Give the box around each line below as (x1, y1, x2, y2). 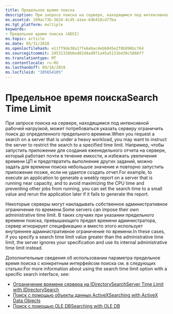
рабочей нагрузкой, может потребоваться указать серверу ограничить (5, 125, 164, 131)
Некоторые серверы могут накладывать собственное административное (5, 201, 168, 207)
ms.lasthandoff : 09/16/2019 (5, 65, 66, 70)
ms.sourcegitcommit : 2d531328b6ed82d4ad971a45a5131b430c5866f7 (5, 50, 144, 56)
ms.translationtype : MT (5, 55, 57, 61)
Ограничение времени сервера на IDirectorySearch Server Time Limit (12, 281, 164, 287)
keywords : (5, 27, 27, 32)
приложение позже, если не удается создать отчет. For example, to (5, 169, 152, 175)
